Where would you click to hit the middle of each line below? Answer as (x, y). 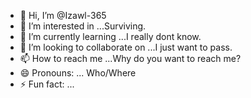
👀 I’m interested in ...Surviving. (83, 26)
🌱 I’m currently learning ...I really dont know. (110, 36)
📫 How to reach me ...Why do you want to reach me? (130, 58)
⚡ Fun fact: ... (47, 84)
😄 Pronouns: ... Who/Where (78, 73)
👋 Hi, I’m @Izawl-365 (63, 15)
